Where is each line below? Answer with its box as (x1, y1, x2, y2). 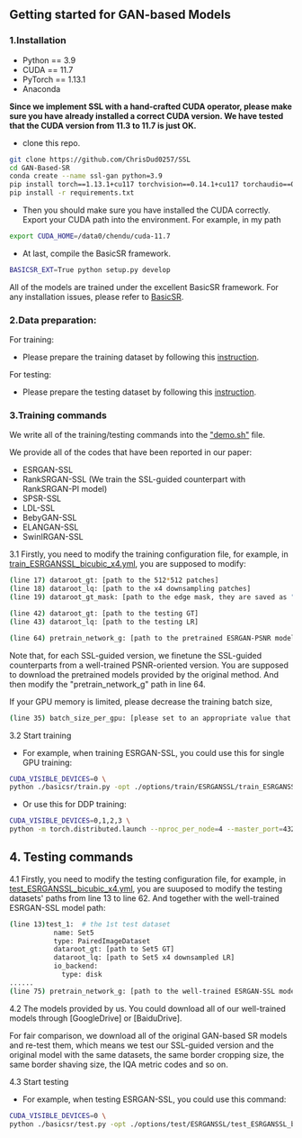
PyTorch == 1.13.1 (22, 74, 86, 85)
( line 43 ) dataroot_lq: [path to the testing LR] (9, 617, 200, 626)
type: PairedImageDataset (53, 936, 151, 945)
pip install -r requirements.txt (9, 188, 135, 197)
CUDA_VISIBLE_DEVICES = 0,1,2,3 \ (9, 816, 130, 825)
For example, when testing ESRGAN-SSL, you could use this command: (22, 1094, 287, 1105)
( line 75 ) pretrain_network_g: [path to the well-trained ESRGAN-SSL (9, 987, 276, 996)
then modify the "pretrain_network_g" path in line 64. (9, 678, 207, 689)
